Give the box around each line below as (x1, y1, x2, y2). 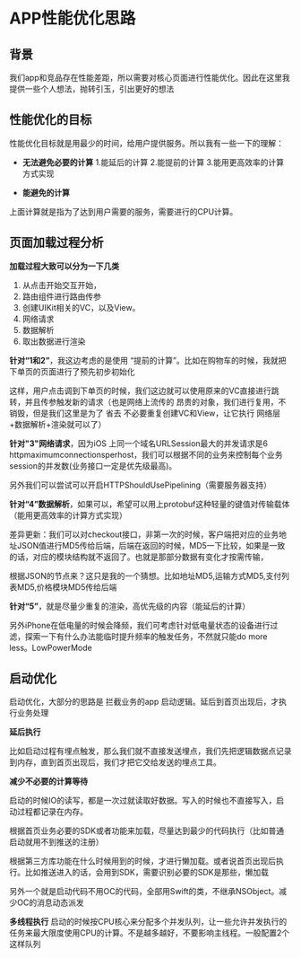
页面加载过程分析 (9, 235, 104, 250)
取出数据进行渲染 (21, 336, 86, 347)
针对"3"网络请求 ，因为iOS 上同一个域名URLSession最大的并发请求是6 (9, 437, 269, 449)
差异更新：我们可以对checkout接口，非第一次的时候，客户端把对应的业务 (9, 529, 279, 540)
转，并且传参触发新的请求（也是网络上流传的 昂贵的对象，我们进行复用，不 (9, 396, 287, 407)
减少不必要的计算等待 (9, 776, 88, 787)
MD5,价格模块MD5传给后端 (16, 581, 117, 593)
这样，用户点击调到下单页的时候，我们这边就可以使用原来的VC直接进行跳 (9, 385, 279, 396)
